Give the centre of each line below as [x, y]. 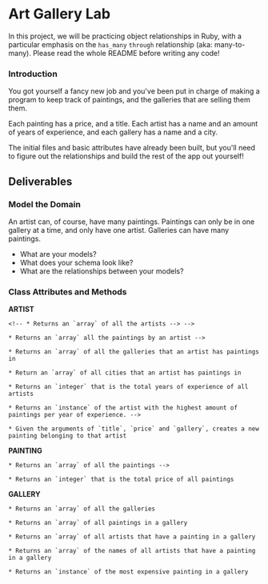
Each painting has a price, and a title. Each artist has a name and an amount [133, 124]
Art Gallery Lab [59, 14]
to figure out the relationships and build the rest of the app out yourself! [126, 156]
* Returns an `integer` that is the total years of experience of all [128, 387]
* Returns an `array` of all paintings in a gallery [98, 523]
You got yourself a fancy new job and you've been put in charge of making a [134, 91]
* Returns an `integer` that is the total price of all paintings [121, 480]
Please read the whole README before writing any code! [126, 53]
